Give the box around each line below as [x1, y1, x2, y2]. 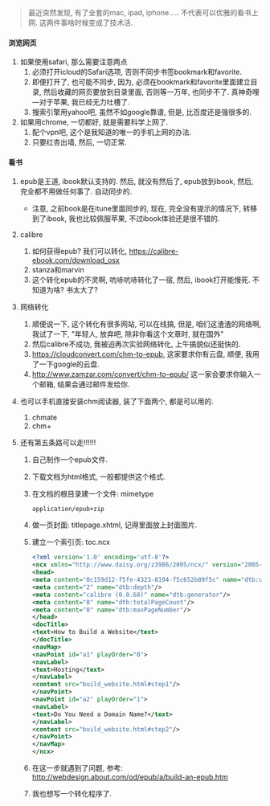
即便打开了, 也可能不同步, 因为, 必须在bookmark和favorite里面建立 [31, 77, 251, 87]
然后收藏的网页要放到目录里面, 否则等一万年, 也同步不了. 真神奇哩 [43, 88, 260, 97]
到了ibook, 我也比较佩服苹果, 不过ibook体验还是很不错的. [31, 214, 220, 223]
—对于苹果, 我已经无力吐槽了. [31, 97, 130, 107]
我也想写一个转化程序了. [31, 789, 112, 799]
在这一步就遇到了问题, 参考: [31, 763, 123, 773]
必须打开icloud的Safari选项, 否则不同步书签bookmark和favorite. [31, 68, 243, 77]
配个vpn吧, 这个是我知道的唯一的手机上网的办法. [31, 128, 192, 137]
